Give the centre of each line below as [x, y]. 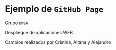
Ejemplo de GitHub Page [54, 9]
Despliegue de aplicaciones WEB [39, 32]
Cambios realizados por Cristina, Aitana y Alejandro [58, 42]
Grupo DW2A [17, 23]
